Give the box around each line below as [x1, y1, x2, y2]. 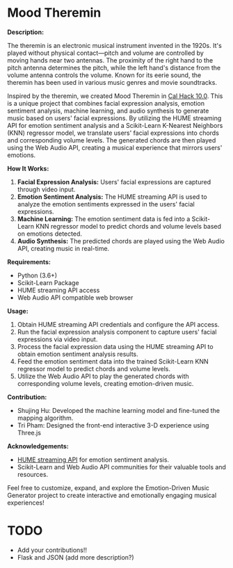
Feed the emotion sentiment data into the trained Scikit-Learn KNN [17, 357, 209, 366]
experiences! [7, 498, 45, 507]
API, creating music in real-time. [17, 244, 110, 252]
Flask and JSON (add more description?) [17, 553, 134, 561]
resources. [17, 470, 49, 478]
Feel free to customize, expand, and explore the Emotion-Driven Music [7, 483, 210, 492]
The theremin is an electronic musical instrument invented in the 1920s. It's [7, 41, 223, 49]
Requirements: [7, 257, 51, 266]
